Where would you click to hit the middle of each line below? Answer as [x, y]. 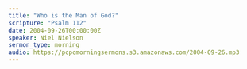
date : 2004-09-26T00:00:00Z [55, 30]
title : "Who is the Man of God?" [64, 15]
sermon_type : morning [44, 45]
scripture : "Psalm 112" [48, 23]
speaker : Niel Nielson [46, 38]
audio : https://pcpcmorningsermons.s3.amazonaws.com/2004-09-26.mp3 [124, 52]
